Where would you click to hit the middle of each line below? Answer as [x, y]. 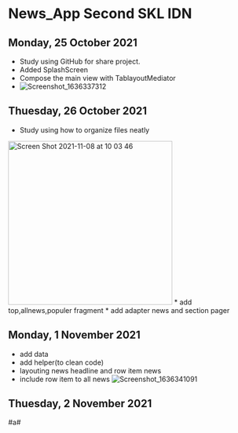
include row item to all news [64, 379]
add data [34, 354]
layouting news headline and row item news [90, 370]
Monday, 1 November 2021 [75, 335]
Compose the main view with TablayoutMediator [98, 78]
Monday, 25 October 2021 [73, 43]
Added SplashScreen [54, 70]
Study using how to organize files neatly [84, 129]
